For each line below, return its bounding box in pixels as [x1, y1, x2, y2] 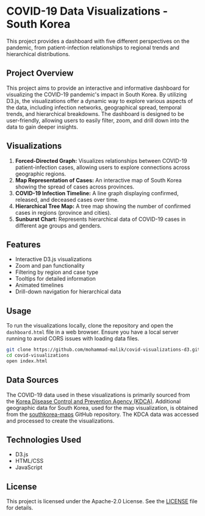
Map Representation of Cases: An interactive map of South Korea [15, 176, 182, 184]
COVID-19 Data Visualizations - [6, 4, 168, 18]
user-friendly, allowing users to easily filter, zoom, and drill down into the [6, 116, 189, 124]
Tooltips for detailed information [15, 275, 96, 282]
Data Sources [6, 375, 59, 385]
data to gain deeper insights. [6, 123, 78, 131]
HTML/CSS [15, 457, 44, 465]
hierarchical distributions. [6, 50, 70, 57]
